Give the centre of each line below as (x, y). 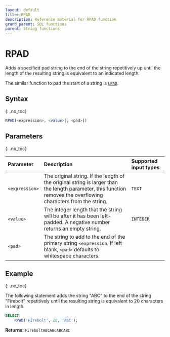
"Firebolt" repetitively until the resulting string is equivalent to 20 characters (84, 301)
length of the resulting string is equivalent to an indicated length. (73, 73)
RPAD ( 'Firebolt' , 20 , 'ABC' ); (46, 321)
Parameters (24, 137)
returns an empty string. (72, 229)
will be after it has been (72, 216)
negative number (90, 222)
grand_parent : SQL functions (36, 24)
